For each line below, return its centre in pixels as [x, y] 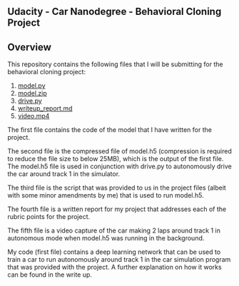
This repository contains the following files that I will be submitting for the [115, 64]
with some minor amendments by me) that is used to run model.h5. [106, 195]
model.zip [32, 93]
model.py [31, 86]
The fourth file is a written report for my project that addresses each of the [117, 209]
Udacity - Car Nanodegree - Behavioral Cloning [115, 12]
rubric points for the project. [49, 217]
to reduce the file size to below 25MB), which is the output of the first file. [116, 159]
